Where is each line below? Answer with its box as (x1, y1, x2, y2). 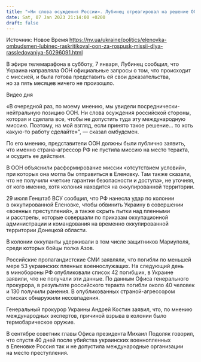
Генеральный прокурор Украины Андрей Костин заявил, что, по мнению (6, 306, 193, 313)
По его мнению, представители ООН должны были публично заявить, (6, 140, 186, 147)
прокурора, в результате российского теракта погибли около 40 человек (6, 282, 195, 289)
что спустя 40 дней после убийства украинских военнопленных (6, 336, 171, 344)
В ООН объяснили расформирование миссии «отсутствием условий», (6, 164, 187, 171)
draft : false (6, 20, 39, 26)
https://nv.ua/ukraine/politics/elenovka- (69, 36, 167, 44)
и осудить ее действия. (6, 153, 66, 160)
